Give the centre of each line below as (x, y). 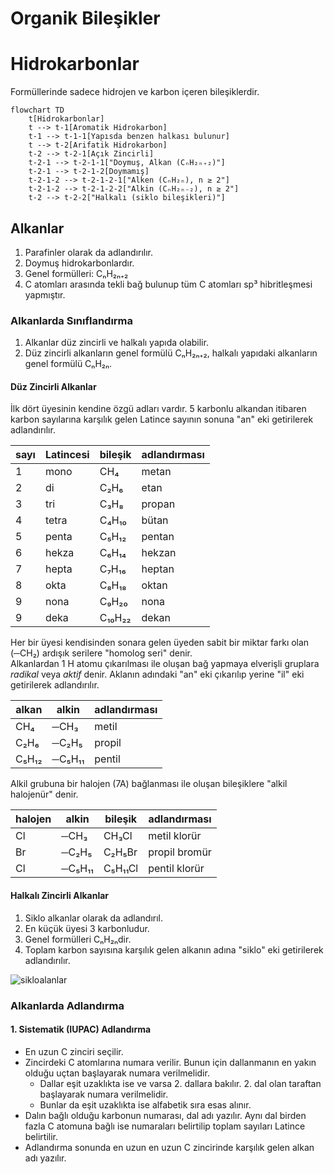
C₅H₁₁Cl (121, 869)
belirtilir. (41, 1136)
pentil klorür (176, 869)
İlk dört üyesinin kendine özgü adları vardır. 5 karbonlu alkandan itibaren (158, 409)
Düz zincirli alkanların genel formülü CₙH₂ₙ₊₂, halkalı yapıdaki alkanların (171, 353)
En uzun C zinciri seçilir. (74, 1051)
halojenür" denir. (44, 794)
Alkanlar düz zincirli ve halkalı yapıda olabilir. (116, 343)
